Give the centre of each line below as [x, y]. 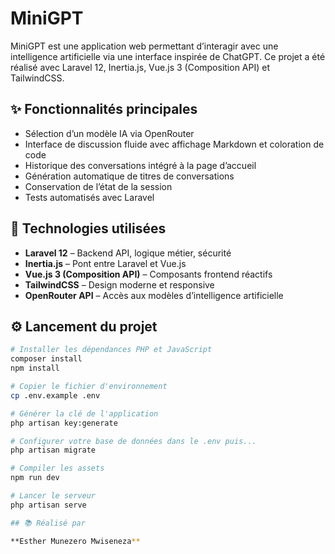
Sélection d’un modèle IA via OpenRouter [109, 133]
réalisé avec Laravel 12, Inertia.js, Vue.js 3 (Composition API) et [140, 67]
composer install [46, 359]
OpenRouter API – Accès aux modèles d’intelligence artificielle [154, 295]
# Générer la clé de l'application [84, 413]
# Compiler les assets [57, 468]
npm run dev [35, 478]
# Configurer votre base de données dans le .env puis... [133, 441]
